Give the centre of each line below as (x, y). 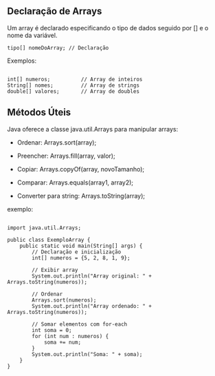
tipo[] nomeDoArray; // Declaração (58, 48)
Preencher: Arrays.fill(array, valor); (66, 156)
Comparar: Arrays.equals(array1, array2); (75, 182)
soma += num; (62, 342)
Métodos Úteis (39, 113)
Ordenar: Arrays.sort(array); (57, 142)
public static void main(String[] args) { (81, 246)
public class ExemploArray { (49, 240)
